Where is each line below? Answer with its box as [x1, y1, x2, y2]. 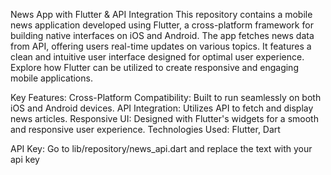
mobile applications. [10, 72, 93, 84]
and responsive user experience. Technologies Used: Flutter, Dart [10, 124, 281, 135]
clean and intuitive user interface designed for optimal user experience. [10, 51, 305, 63]
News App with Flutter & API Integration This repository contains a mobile [10, 9, 313, 20]
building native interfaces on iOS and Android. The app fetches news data [10, 30, 315, 41]
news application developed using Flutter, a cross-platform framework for [10, 19, 314, 31]
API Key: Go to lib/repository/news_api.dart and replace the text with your [10, 143, 313, 154]
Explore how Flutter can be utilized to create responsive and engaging [10, 62, 299, 73]
